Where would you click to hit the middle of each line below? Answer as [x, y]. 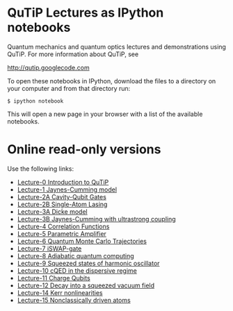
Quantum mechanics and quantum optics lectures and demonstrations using [116, 47]
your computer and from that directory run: [69, 88]
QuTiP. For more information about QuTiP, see [73, 54]
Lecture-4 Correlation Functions [63, 226]
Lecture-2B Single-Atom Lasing [62, 204]
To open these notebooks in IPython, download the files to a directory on [112, 81]
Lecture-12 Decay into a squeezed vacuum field [86, 285]
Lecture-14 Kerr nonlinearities [60, 292]
